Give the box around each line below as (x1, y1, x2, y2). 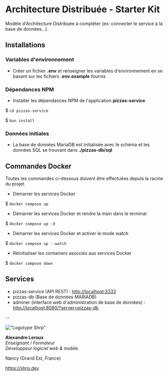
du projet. (5, 181, 25, 187)
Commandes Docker (5, 162, 72, 171)
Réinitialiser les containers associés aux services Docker (12, 250, 132, 256)
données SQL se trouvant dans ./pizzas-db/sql (12, 147, 113, 153)
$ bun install (5, 117, 35, 123)
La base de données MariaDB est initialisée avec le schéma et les (12, 142, 150, 148)
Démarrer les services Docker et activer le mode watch (12, 230, 129, 237)
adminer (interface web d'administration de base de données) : (12, 299, 146, 305)
